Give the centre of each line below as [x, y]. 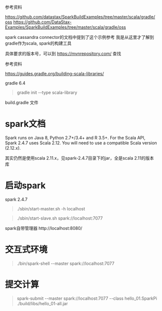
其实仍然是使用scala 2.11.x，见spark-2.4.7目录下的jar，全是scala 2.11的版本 [80, 158]
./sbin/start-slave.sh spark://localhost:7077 [60, 218]
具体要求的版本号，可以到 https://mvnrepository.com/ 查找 [63, 53]
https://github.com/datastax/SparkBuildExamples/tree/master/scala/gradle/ [80, 17]
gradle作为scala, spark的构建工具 [38, 43]
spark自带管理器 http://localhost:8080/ [44, 228]
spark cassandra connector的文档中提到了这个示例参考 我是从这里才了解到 [80, 37]
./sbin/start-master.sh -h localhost [51, 208]
